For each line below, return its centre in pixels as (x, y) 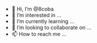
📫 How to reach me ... (39, 34)
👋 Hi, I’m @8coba (33, 9)
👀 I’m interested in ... (36, 15)
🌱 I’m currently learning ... (43, 21)
